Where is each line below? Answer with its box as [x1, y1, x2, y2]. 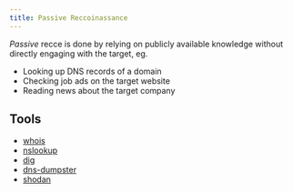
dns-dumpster [22, 165, 77, 176]
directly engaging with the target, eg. [9, 47, 148, 59]
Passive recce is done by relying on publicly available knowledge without [9, 38, 284, 49]
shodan [22, 174, 52, 185]
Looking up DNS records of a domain [22, 66, 162, 76]
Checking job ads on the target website [22, 75, 171, 86]
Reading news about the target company [22, 85, 176, 96]
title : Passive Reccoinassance [9, 13, 128, 23]
